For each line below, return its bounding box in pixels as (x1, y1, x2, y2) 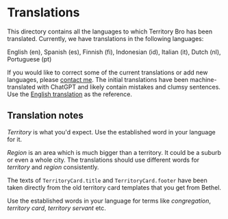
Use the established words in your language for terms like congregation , (7, 196, 211, 205)
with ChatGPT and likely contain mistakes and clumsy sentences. (36, 83, 221, 91)
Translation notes (7, 110, 84, 121)
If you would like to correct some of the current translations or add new (7, 68, 208, 76)
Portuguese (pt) (7, 55, 52, 63)
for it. (7, 135, 23, 143)
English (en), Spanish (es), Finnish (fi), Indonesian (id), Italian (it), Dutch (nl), (7, 48, 221, 56)
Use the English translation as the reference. (7, 90, 132, 98)
